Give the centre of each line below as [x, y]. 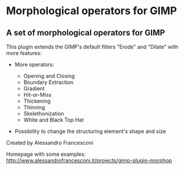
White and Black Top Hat [53, 120]
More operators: [34, 64]
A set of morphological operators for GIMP [86, 33]
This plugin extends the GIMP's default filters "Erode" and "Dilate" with [92, 47]
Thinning [34, 107]
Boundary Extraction [48, 82]
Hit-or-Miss [37, 95]
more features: [24, 53]
